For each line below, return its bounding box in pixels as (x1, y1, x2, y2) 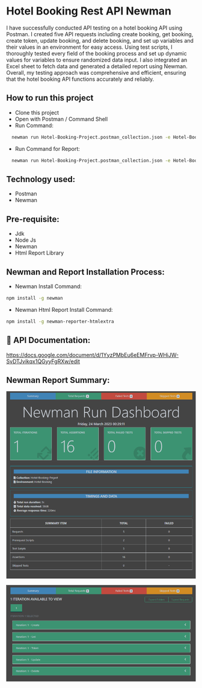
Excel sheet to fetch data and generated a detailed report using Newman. (6, 62, 188, 70)
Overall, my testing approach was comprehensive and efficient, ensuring (6, 69, 186, 76)
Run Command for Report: (14, 145, 80, 152)
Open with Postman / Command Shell (14, 115, 108, 122)
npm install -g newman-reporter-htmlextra (6, 318, 114, 324)
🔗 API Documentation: (6, 335, 91, 346)
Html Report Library (14, 249, 64, 257)
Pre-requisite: (6, 214, 60, 224)
